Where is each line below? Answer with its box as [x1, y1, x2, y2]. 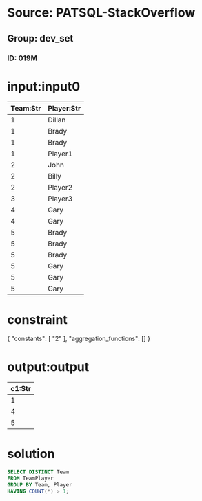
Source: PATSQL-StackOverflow [7, 5, 196, 21]
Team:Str [10, 104, 41, 113]
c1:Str [10, 384, 31, 394]
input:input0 [7, 78, 81, 94]
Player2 [48, 183, 73, 192]
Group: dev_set [7, 33, 74, 44]
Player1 [48, 149, 73, 158]
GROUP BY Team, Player [7, 482, 72, 489]
